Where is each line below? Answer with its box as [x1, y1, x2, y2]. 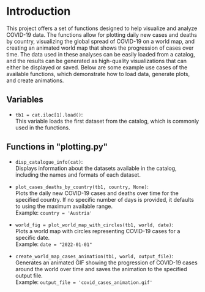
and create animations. [6, 77, 64, 84]
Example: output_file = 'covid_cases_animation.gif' [15, 278, 153, 286]
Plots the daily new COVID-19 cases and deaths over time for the [15, 189, 179, 197]
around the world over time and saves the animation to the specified [15, 265, 188, 272]
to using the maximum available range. [15, 202, 113, 210]
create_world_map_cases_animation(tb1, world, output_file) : [15, 252, 173, 259]
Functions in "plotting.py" [6, 142, 108, 152]
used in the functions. [15, 124, 70, 131]
